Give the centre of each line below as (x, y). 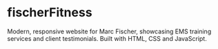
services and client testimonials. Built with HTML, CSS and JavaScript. (107, 38)
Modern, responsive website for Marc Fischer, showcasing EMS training (109, 31)
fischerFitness (50, 13)
